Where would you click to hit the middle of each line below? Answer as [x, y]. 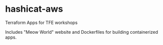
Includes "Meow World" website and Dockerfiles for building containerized [81, 32]
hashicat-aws [34, 9]
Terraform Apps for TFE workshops [41, 22]
